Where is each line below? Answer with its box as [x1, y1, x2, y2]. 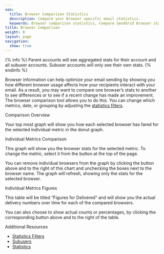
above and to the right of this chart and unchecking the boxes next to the [5, 165, 152, 171]
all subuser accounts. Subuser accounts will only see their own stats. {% [5, 62, 151, 68]
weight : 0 [5, 30, 25, 35]
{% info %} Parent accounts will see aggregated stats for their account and [5, 57, 156, 62]
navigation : [5, 39, 29, 44]
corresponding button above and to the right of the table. [5, 214, 120, 220]
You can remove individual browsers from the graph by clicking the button [5, 160, 154, 166]
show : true [9, 43, 32, 48]
